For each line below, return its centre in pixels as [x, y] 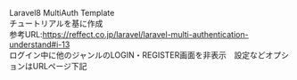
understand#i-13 [40, 44]
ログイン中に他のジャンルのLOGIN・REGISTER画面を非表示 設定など [137, 55]
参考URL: [26, 34]
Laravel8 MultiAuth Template [62, 13]
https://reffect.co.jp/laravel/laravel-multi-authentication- [145, 34]
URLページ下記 [60, 66]
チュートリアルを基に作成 [56, 23]
